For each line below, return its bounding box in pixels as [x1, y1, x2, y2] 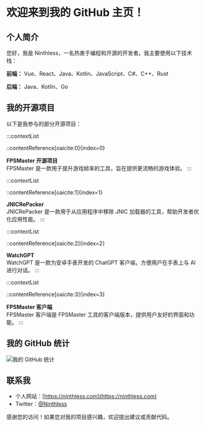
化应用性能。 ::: [6, 215, 45, 223]
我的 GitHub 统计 [6, 338, 70, 349]
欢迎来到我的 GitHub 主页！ [6, 6, 145, 20]
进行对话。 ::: [6, 266, 40, 273]
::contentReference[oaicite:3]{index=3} [6, 291, 105, 298]
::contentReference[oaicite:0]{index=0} [6, 144, 105, 151]
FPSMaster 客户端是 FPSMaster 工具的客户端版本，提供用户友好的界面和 [6, 311, 190, 318]
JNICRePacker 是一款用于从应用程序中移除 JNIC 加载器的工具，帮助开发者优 [6, 208, 199, 215]
